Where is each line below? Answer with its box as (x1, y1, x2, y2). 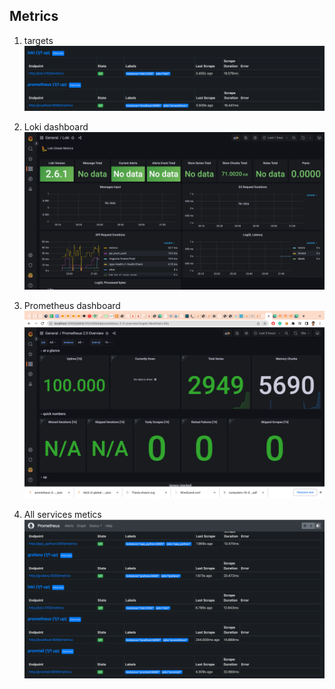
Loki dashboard (23, 121, 89, 133)
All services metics (23, 508, 102, 520)
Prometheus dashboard (23, 299, 121, 311)
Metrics (9, 8, 59, 25)
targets (23, 34, 54, 46)
